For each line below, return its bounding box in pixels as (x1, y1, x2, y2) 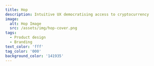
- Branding (10, 40, 33, 45)
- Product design (10, 35, 46, 40)
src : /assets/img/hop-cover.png (10, 26, 78, 31)
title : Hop (5, 7, 28, 12)
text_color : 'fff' (5, 44, 44, 49)
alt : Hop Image (10, 21, 42, 26)
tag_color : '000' (5, 49, 42, 54)
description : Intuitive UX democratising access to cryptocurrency (5, 12, 149, 17)
